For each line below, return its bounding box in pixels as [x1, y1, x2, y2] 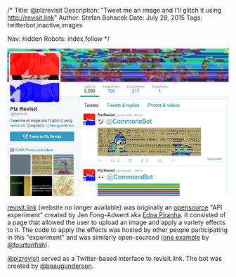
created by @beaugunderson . [7, 262, 94, 270]
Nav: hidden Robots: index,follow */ [7, 34, 110, 43]
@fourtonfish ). [7, 240, 49, 249]
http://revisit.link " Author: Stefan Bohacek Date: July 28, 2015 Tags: [7, 13, 202, 22]
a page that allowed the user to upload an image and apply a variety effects [7, 218, 226, 226]
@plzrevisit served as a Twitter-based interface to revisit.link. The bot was [7, 255, 223, 262]
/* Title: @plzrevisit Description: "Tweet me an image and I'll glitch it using [7, 6, 222, 14]
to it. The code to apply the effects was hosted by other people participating [7, 226, 228, 234]
